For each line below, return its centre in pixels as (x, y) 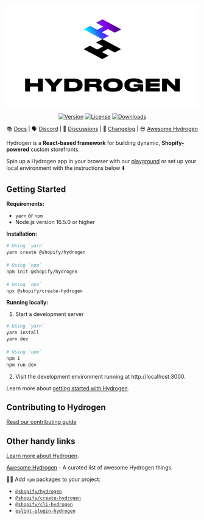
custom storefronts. (55, 149)
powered (18, 149)
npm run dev (21, 365)
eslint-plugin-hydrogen (45, 511)
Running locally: (27, 303)
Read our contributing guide (42, 422)
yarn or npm (29, 216)
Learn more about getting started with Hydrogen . (68, 388)
